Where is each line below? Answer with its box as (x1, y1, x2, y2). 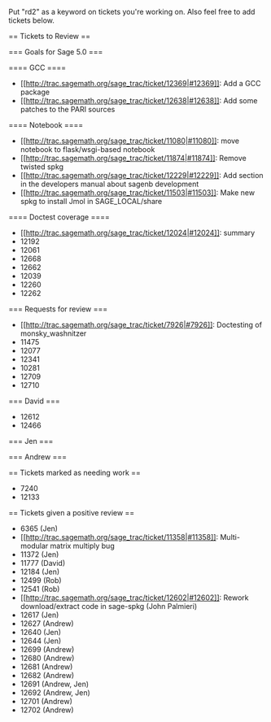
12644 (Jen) (20, 636, 62, 646)
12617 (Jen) (20, 610, 59, 620)
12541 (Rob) (20, 585, 60, 594)
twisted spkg (20, 162, 63, 172)
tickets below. (8, 15, 55, 25)
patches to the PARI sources (20, 105, 116, 114)
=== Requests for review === (8, 304, 108, 314)
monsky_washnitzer (20, 328, 87, 338)
